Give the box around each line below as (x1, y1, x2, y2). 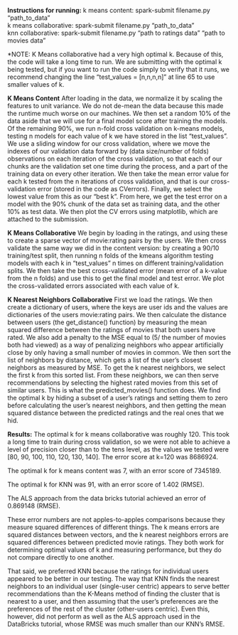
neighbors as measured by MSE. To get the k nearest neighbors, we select (7, 363, 226, 372)
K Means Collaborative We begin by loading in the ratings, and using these (7, 229, 228, 237)
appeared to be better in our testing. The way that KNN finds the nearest (7, 575, 220, 582)
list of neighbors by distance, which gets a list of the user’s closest (7, 356, 202, 364)
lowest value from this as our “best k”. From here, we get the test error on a (7, 192, 227, 201)
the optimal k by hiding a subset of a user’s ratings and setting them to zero (7, 394, 229, 402)
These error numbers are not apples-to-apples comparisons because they (7, 516, 225, 523)
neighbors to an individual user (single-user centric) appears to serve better (7, 582, 229, 590)
